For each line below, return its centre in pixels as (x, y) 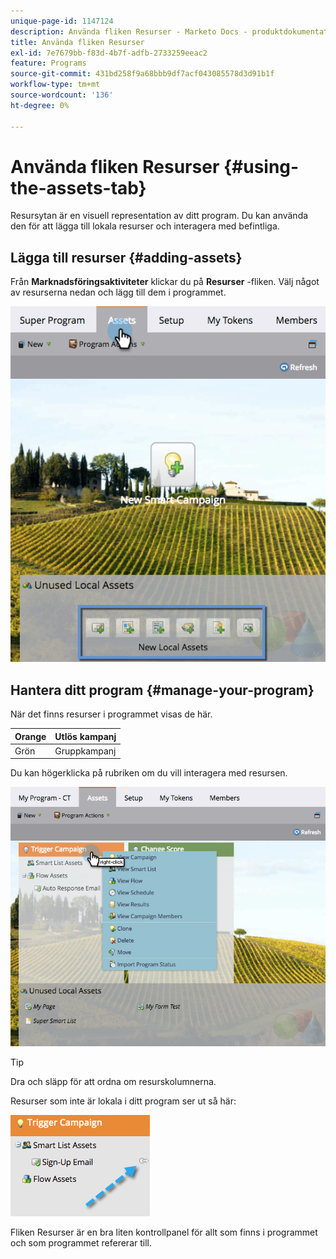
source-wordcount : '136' (62, 95)
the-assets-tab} (78, 187)
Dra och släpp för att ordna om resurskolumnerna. (113, 1082)
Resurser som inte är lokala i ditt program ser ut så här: (123, 1101)
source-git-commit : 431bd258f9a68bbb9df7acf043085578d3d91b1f (142, 74)
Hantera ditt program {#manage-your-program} (162, 690)
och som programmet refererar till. (81, 1243)
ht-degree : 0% (40, 105)
